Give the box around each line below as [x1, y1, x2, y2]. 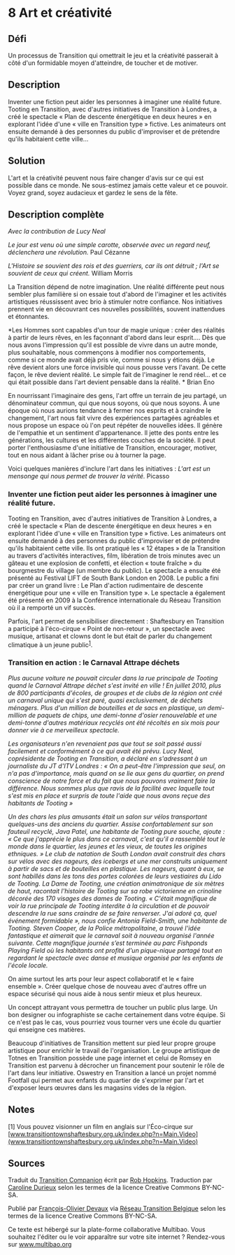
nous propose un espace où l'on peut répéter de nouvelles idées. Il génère [8, 421, 223, 430]
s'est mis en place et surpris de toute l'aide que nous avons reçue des [8, 791, 211, 800]
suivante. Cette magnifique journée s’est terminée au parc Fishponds [8, 939, 208, 947]
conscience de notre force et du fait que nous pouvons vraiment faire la [8, 777, 215, 785]
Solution [8, 155, 45, 167]
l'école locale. [8, 960, 48, 970]
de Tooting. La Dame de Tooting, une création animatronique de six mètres [8, 879, 225, 888]
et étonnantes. [8, 313, 50, 321]
